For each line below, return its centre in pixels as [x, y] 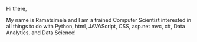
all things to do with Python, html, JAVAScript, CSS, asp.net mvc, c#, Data [96, 26]
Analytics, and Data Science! [41, 33]
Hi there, [17, 9]
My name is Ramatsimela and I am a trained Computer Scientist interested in [99, 20]
